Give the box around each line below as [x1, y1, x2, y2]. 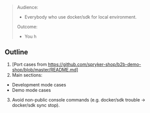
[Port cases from [12, 61, 47, 67]
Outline [5, 48, 28, 57]
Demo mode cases [12, 87, 51, 93]
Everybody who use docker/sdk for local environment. [24, 14, 137, 20]
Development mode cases [12, 81, 66, 87]
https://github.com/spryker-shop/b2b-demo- [48, 61, 141, 67]
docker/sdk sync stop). [12, 102, 60, 108]
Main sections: [12, 72, 43, 78]
